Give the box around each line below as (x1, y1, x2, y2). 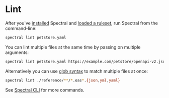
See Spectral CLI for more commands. (5, 86, 84, 93)
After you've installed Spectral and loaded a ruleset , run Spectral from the (5, 20, 158, 26)
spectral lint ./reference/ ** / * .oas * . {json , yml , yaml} (5, 77, 121, 83)
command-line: (5, 25, 37, 31)
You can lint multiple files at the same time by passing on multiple (5, 44, 141, 50)
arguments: (5, 49, 29, 55)
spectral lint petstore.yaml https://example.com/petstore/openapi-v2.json (5, 59, 167, 64)
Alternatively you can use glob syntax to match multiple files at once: (5, 68, 148, 74)
